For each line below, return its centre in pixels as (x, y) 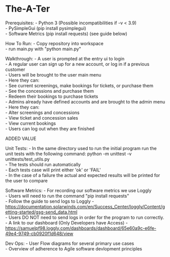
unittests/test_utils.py (27, 159)
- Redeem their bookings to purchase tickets (52, 96)
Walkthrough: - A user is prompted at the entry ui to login (65, 58)
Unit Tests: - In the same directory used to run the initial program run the (81, 148)
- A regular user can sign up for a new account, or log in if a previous (77, 64)
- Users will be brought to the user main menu (53, 75)
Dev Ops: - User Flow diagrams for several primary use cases (70, 243)
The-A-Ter (28, 9)
